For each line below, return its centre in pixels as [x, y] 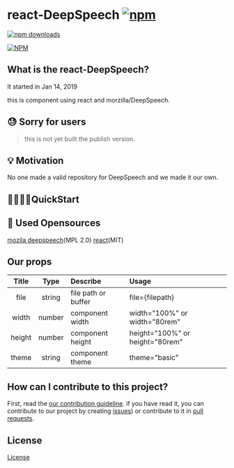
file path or [88, 293]
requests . [21, 418]
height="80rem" [156, 342]
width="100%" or [158, 313]
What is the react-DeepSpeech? [78, 70]
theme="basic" [154, 358]
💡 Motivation [36, 160]
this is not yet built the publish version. [80, 139]
